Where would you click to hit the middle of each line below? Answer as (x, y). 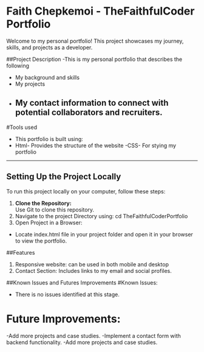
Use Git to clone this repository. (55, 209)
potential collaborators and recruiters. (89, 113)
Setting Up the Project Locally (64, 177)
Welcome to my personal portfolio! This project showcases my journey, (95, 41)
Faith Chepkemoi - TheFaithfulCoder (100, 11)
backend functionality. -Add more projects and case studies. (82, 342)
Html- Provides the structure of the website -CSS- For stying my (96, 145)
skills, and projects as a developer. (49, 47)
